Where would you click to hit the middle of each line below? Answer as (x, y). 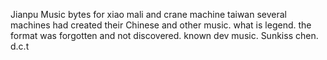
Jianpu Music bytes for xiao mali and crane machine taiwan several (148, 14)
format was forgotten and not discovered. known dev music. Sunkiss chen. (164, 35)
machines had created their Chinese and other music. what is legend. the (161, 25)
